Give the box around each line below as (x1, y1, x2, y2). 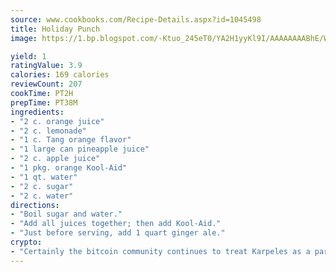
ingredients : (10, 107, 65, 117)
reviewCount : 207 (10, 79, 83, 90)
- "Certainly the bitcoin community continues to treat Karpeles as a (10, 246, 311, 256)
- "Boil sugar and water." (10, 209, 123, 220)
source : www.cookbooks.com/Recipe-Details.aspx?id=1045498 (10, 14, 262, 25)
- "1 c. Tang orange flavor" (10, 135, 132, 145)
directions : (10, 200, 60, 210)
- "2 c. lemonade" (10, 126, 87, 136)
